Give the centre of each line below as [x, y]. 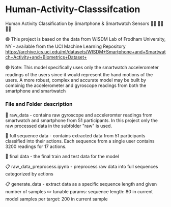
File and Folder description [39, 104]
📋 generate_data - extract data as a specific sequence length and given [81, 184]
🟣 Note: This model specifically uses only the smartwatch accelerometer [82, 67]
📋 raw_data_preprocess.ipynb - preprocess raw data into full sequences [82, 167]
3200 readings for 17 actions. [36, 146]
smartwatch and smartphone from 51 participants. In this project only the [81, 121]
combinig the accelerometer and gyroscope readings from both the [76, 85]
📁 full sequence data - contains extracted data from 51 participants [75, 136]
